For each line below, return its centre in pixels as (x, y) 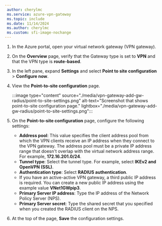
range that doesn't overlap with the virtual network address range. (86, 151)
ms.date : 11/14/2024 (28, 23)
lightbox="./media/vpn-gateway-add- (119, 106)
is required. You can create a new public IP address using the (81, 183)
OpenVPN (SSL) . (36, 167)
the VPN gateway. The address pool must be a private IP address (85, 146)
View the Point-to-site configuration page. (56, 86)
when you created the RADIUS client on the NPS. (69, 209)
